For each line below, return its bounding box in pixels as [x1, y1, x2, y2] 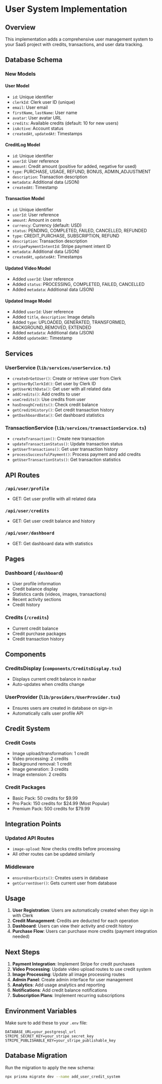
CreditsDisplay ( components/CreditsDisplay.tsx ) [5, 665, 122, 672]
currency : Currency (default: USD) [12, 222, 82, 228]
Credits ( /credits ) [5, 614, 49, 621]
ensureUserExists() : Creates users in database [12, 875, 109, 881]
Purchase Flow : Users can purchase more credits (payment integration [12, 928, 157, 934]
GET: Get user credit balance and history [12, 518, 95, 524]
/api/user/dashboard [5, 530, 55, 536]
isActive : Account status [12, 125, 64, 131]
